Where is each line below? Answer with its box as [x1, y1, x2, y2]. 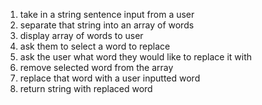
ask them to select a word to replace [19, 40, 171, 52]
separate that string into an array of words [19, 19, 195, 31]
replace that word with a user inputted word [19, 72, 201, 84]
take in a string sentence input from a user [19, 9, 195, 20]
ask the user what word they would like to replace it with [19, 51, 253, 63]
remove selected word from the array [19, 62, 174, 73]
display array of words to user [19, 30, 144, 41]
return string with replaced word [19, 83, 153, 94]
